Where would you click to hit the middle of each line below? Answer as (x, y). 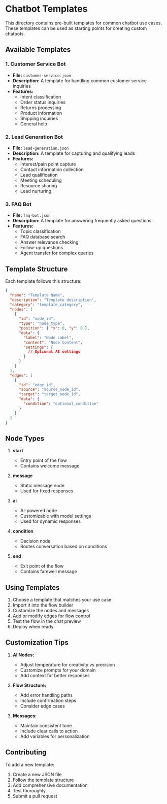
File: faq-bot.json (31, 215)
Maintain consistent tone (46, 725)
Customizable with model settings (56, 516)
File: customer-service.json (42, 75)
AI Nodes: (23, 655)
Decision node (35, 541)
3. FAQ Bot (19, 204)
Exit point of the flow (42, 566)
